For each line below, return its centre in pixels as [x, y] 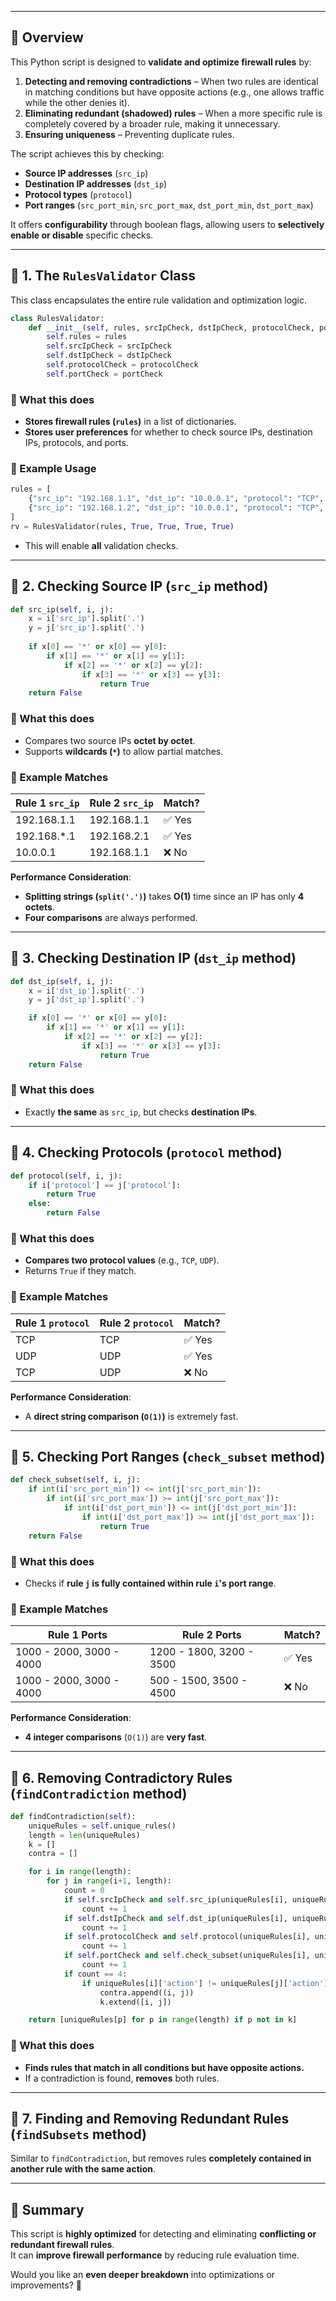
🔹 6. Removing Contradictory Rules [121, 1777]
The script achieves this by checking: [87, 153]
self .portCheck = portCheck [104, 374]
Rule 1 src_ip [47, 803]
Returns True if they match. [80, 1271]
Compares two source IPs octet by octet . [110, 740]
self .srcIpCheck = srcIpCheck [109, 346]
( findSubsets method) [78, 2134]
